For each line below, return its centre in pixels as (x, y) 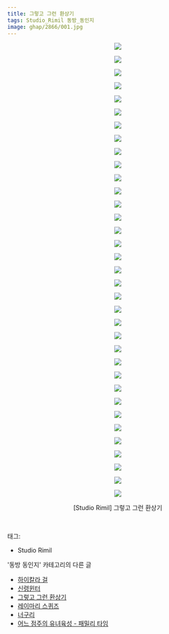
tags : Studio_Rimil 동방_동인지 (51, 20)
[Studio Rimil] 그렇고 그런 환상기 (118, 508)
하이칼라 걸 (33, 580)
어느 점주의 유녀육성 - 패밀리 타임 (63, 623)
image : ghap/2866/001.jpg (45, 27)
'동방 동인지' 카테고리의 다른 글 (49, 565)
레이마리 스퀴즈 (38, 606)
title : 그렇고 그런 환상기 (41, 14)
